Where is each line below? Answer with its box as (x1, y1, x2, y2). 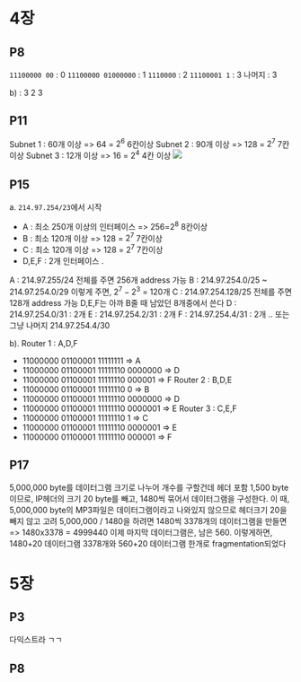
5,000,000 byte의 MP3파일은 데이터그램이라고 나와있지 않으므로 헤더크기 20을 (9, 504, 288, 516)
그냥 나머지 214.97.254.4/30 (9, 319, 111, 330)
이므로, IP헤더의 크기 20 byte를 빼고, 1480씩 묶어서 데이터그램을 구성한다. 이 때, (9, 494, 290, 504)
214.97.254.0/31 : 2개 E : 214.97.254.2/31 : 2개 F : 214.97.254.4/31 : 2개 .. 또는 (9, 309, 290, 319)
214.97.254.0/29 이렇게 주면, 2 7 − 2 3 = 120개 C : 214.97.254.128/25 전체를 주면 (9, 284, 292, 297)
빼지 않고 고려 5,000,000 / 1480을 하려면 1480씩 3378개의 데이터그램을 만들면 (9, 516, 288, 527)
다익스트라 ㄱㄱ (9, 634, 63, 645)
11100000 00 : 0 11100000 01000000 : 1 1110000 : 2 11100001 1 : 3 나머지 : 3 (9, 69, 278, 80)
